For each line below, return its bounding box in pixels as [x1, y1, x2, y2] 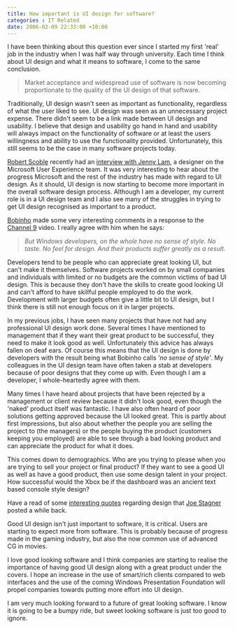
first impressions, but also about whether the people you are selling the [7, 419, 213, 428]
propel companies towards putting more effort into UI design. [7, 586, 184, 594]
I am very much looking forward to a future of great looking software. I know [7, 599, 227, 607]
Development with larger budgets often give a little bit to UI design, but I [7, 295, 215, 304]
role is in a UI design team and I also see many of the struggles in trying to [7, 195, 221, 203]
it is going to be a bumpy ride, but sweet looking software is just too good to [7, 607, 227, 615]
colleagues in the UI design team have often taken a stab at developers [7, 361, 212, 370]
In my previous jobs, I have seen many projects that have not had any [7, 316, 207, 325]
